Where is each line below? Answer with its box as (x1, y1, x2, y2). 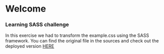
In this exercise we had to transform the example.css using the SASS (5, 32, 149, 38)
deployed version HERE (5, 43, 54, 49)
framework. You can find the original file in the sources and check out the (5, 38, 159, 44)
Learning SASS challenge (5, 21, 70, 28)
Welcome (5, 3, 46, 15)
